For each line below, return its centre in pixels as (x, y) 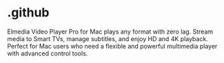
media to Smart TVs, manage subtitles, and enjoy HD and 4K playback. (108, 38)
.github (28, 13)
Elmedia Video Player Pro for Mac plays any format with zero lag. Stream (110, 32)
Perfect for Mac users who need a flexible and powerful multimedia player (112, 46)
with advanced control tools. (48, 53)
